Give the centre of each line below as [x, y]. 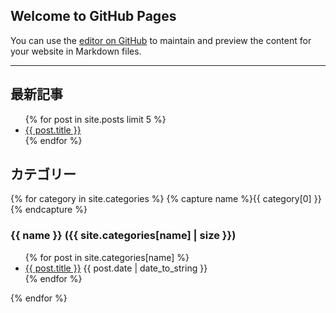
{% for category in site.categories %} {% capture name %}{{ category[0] [161, 199]
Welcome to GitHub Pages [93, 16]
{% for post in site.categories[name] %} [107, 257]
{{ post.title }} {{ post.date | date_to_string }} [116, 268]
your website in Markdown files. [76, 51]
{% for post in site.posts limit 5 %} [95, 119]
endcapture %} [56, 210]
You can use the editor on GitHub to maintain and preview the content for [161, 40]
